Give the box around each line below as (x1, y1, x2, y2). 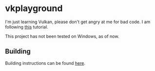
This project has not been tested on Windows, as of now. (5, 33, 119, 39)
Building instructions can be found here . (5, 60, 85, 66)
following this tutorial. (5, 24, 49, 29)
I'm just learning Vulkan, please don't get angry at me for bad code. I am (5, 19, 151, 25)
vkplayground (5, 3, 63, 14)
